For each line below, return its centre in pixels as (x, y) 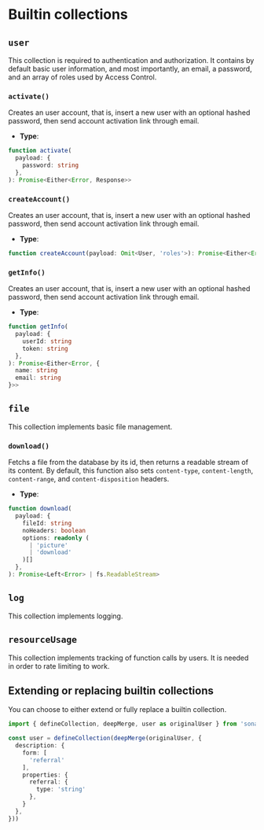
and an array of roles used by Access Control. (82, 77)
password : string (51, 166)
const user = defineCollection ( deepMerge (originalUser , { (105, 738)
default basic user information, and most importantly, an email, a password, (130, 69)
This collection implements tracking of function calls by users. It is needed (128, 658)
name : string (37, 371)
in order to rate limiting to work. (59, 666)
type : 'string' (61, 789)
